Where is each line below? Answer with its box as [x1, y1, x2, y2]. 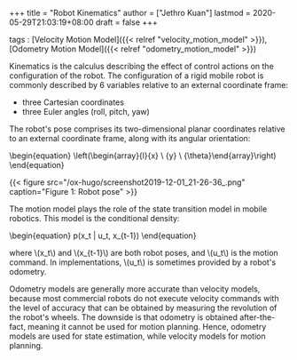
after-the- [238, 312, 276, 323]
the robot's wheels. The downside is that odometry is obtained [9, 312, 238, 323]
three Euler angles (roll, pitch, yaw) [21, 107, 151, 116]
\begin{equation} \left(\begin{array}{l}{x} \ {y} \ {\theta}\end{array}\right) [9, 150, 277, 161]
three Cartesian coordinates [21, 97, 124, 108]
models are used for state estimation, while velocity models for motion [9, 331, 266, 341]
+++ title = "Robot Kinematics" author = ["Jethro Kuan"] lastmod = [9, 8, 251, 18]
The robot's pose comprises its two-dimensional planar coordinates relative [9, 124, 285, 134]
